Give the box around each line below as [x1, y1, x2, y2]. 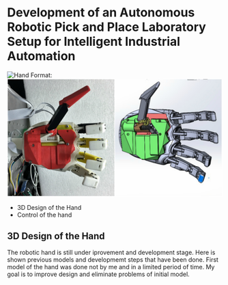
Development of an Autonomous [7, 5, 195, 21]
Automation [7, 49, 76, 64]
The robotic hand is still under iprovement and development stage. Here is [7, 248, 216, 257]
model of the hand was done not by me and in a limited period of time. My [7, 263, 215, 271]
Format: [30, 70, 53, 79]
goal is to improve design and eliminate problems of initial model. [7, 270, 190, 278]
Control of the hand [16, 211, 72, 219]
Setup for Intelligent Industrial [7, 34, 181, 49]
